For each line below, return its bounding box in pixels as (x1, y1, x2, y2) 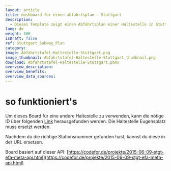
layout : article (5, 7, 40, 13)
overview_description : (5, 64, 53, 69)
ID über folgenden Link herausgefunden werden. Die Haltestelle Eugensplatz (5, 118, 166, 124)
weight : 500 (5, 31, 31, 36)
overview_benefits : (5, 69, 47, 75)
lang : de (5, 27, 24, 32)
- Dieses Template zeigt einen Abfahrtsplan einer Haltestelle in (10, 21, 154, 27)
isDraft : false (5, 36, 38, 41)
